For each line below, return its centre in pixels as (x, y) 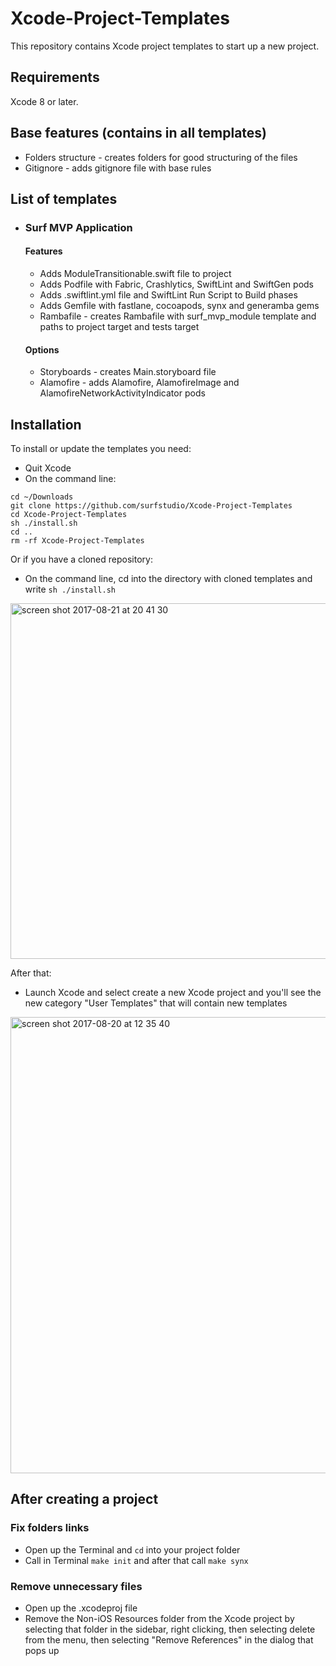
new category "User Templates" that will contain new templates (156, 1003)
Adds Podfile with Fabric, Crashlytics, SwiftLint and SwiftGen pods (176, 284)
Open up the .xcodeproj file (81, 1608)
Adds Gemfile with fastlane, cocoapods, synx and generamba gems (179, 306)
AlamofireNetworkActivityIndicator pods (122, 393)
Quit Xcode (48, 468)
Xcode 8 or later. (44, 101)
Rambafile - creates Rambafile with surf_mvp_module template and (178, 316)
